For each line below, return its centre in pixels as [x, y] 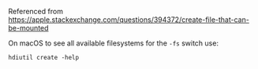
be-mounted [28, 28]
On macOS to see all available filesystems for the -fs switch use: [114, 43]
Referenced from [36, 11]
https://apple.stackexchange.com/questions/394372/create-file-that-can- [129, 20]
